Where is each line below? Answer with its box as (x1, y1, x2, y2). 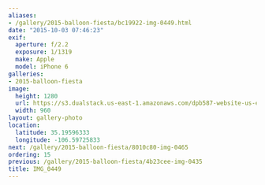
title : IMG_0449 (8, 165, 62, 173)
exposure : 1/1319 (15, 48, 73, 56)
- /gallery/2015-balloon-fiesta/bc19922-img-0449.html (8, 19, 192, 27)
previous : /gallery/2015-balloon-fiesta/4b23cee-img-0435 (8, 158, 203, 166)
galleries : (8, 70, 44, 78)
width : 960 (15, 107, 51, 115)
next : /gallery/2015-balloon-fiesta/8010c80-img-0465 (8, 143, 189, 151)
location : (8, 121, 41, 129)
